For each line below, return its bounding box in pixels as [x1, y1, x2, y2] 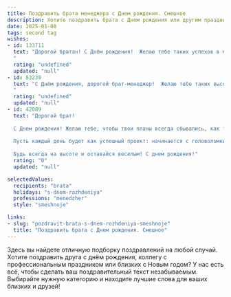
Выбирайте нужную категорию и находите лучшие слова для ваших [7, 274, 208, 283]
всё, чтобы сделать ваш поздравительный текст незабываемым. [7, 267, 198, 276]
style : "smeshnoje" [13, 201, 69, 208]
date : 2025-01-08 [7, 23, 57, 30]
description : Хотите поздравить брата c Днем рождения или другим [7, 16, 201, 23]
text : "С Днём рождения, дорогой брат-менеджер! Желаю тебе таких [13, 80, 211, 87]
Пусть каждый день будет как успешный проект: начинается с [13, 138, 189, 145]
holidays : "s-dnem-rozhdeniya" [13, 188, 103, 196]
